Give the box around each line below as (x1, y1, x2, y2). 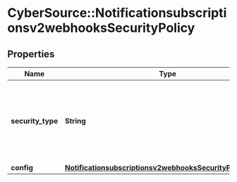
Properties (7, 48, 55, 60)
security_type (11, 116, 59, 126)
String (64, 116, 86, 126)
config (11, 163, 34, 172)
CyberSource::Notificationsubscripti (7, 5, 227, 21)
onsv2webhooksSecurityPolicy (7, 20, 195, 36)
